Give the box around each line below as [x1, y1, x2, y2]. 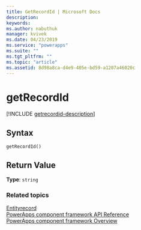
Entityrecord [6, 205, 37, 212]
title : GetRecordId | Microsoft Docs [6, 8, 101, 15]
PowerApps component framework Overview [6, 217, 118, 225]
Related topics [6, 190, 49, 199]
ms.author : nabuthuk [6, 25, 58, 32]
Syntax [6, 127, 34, 138]
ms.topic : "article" [6, 59, 58, 65]
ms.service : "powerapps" [6, 43, 68, 49]
